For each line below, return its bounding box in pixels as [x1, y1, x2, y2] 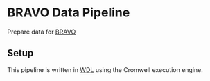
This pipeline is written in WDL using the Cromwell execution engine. [7, 65, 203, 73]
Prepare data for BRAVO [7, 27, 76, 36]
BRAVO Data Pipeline [7, 5, 130, 21]
